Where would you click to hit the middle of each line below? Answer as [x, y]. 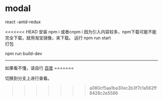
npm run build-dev [24, 53]
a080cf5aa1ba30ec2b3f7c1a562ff [123, 88]
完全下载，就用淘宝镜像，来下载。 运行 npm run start [58, 38]
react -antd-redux [23, 22]
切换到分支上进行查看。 [28, 78]
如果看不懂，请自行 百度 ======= [40, 68]
